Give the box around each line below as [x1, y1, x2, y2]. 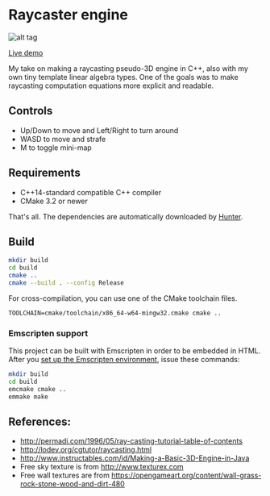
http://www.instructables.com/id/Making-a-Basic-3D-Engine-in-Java [19, 453, 250, 463]
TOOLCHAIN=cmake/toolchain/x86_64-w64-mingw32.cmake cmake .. [8, 309, 222, 317]
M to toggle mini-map [19, 143, 93, 152]
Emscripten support [8, 327, 89, 339]
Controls [8, 104, 53, 118]
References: [8, 415, 71, 429]
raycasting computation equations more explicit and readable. [8, 81, 214, 90]
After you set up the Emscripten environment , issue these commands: [8, 355, 240, 365]
